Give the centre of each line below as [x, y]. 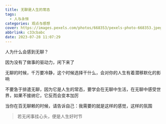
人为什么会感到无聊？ [27, 52]
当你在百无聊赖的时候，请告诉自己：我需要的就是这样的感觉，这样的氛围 [79, 106]
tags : [11, 14]
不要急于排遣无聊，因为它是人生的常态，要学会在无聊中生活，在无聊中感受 [81, 89]
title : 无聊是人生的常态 [28, 10]
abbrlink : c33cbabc [25, 32]
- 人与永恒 [19, 19]
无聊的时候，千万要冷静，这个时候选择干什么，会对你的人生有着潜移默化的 [81, 72]
